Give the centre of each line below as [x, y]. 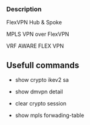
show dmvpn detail [39, 92]
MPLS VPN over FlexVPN [38, 34]
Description [24, 9]
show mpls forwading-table [50, 115]
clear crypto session [41, 104]
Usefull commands [43, 65]
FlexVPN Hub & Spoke [34, 23]
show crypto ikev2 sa [42, 80]
